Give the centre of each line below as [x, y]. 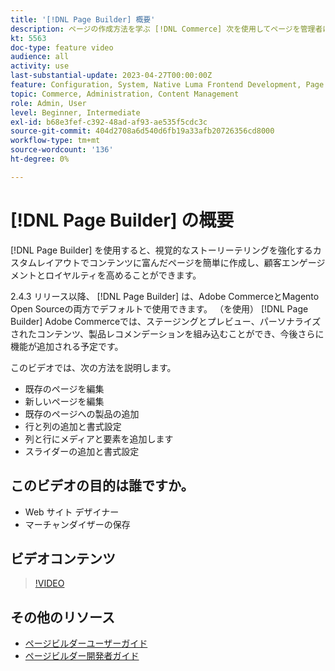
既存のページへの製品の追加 [82, 413]
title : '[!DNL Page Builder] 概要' [83, 19]
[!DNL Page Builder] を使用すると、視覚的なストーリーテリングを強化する [161, 250]
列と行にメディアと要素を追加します [99, 438]
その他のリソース [62, 617]
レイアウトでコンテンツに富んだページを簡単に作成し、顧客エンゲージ [181, 262]
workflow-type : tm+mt [55, 141]
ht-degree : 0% [40, 159]
